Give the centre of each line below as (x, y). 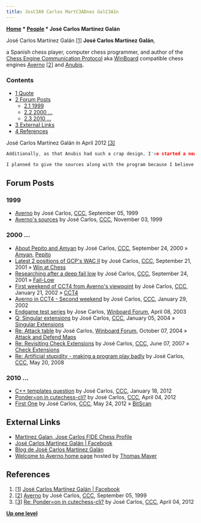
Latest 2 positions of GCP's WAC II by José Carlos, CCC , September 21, (103, 261)
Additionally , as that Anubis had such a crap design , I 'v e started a (96, 154)
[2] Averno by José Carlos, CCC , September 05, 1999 (81, 495)
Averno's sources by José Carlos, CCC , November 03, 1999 (89, 219)
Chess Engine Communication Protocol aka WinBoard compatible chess (95, 58)
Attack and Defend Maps (45, 337)
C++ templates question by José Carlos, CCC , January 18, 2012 (93, 391)
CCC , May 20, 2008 (39, 362)
